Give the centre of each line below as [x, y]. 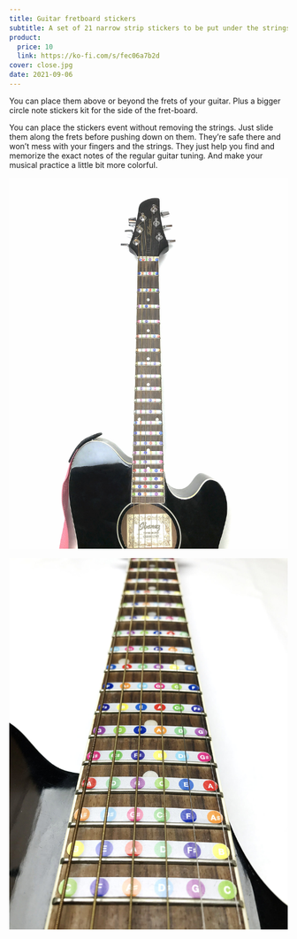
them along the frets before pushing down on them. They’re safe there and [145, 136]
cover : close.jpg [41, 65]
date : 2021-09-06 [41, 75]
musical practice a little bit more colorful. [84, 164]
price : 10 [35, 47]
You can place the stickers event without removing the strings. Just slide [141, 127]
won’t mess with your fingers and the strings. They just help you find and [142, 146]
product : [25, 37]
